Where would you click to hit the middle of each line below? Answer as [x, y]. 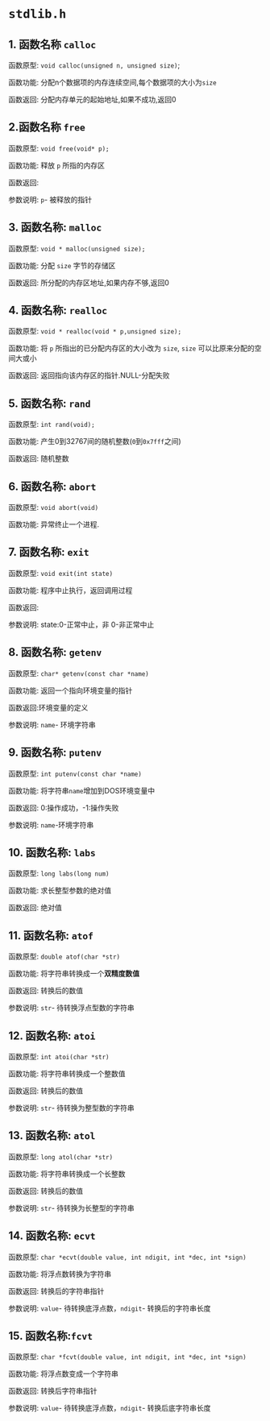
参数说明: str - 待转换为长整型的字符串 [71, 1208]
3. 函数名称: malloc [55, 228]
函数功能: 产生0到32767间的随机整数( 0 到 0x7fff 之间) [95, 441]
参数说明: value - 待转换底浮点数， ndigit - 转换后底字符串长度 [110, 1408]
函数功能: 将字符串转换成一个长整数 [67, 1174]
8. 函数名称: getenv [55, 652]
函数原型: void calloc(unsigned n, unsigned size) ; [94, 65]
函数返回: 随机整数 [39, 458]
